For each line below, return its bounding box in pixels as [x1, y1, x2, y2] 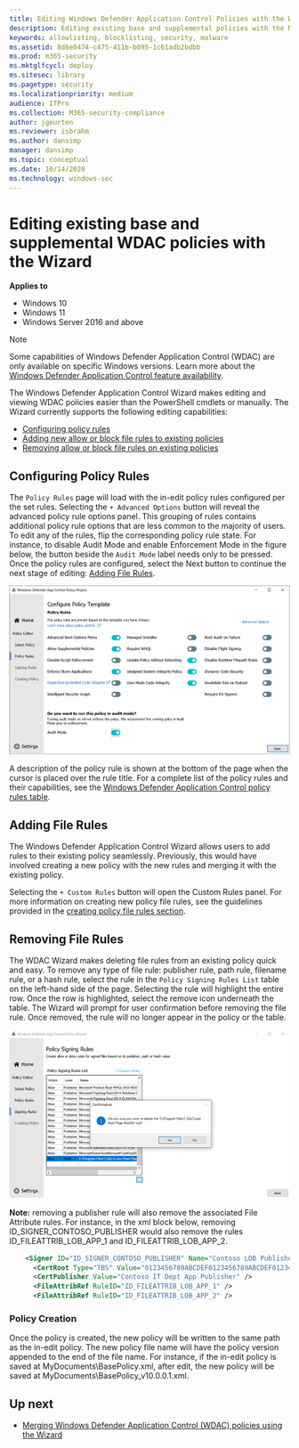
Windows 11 [21, 307, 66, 318]
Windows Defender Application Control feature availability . [9, 370, 224, 381]
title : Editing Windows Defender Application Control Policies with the [9, 14, 285, 23]
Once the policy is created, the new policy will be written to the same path [9, 1332, 280, 1344]
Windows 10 [21, 298, 68, 309]
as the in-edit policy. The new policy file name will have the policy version [9, 1342, 279, 1353]
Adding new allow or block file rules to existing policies [21, 433, 224, 444]
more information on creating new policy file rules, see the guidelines [9, 896, 263, 907]
